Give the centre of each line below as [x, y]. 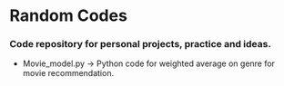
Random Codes [68, 16]
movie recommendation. [68, 73]
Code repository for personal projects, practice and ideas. [140, 44]
